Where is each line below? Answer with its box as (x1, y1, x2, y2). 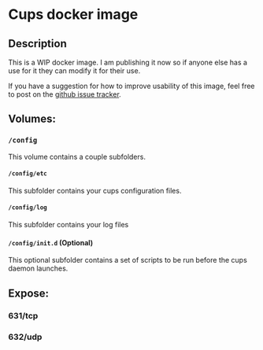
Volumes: (8, 112, 57, 126)
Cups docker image (8, 6, 139, 24)
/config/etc (8, 170, 47, 178)
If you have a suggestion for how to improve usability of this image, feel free (8, 81, 255, 90)
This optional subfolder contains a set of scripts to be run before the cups (8, 256, 248, 265)
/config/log (8, 204, 47, 212)
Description (8, 37, 67, 50)
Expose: (8, 286, 50, 300)
